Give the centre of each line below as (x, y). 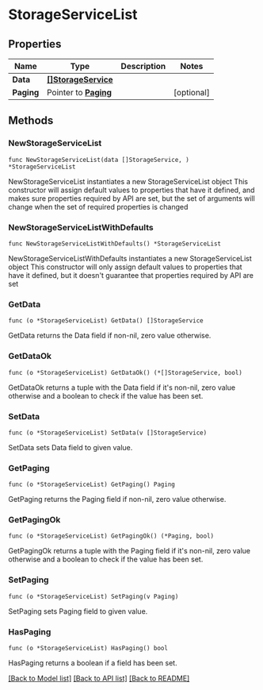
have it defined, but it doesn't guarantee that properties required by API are (131, 275)
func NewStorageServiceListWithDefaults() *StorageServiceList (115, 244)
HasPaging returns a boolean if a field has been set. (93, 663)
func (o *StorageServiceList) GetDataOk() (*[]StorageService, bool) (126, 372)
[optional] (191, 93)
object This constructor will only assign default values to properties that (126, 267)
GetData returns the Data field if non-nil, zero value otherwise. (110, 336)
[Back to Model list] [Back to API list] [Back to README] (99, 678)
